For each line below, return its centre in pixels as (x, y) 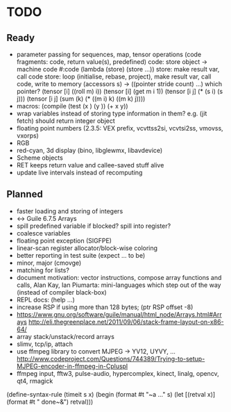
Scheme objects (40, 158)
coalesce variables (43, 233)
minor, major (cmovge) (49, 263)
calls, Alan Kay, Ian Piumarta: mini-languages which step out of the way (119, 285)
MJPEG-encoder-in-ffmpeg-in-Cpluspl (72, 366)
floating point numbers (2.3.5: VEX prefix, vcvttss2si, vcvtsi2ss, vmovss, (120, 128)
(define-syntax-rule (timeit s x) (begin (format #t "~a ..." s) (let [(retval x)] (111, 394)
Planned (25, 194)
